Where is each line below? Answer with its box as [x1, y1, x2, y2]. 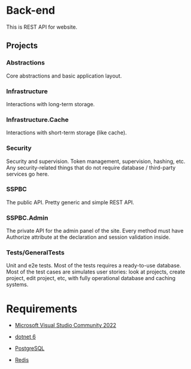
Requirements [6, 302, 78, 315]
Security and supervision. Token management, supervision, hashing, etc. [6, 158, 186, 165]
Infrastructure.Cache [6, 115, 69, 124]
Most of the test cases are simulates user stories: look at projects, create [6, 268, 186, 275]
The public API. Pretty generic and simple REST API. [6, 198, 134, 206]
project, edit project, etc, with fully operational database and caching [6, 275, 176, 282]
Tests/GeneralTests [6, 248, 64, 257]
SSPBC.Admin [6, 213, 49, 222]
